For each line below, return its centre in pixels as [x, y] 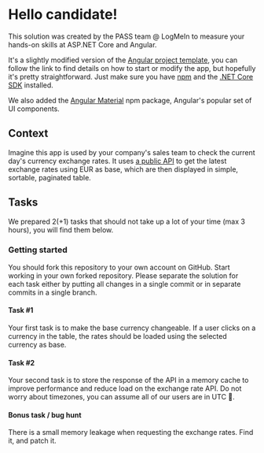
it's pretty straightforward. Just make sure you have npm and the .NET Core [131, 76]
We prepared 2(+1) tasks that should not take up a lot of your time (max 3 [127, 221]
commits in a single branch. [53, 292]
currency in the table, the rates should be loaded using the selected [117, 336]
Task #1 [21, 310]
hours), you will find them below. [61, 229]
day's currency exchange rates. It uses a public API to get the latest [117, 161]
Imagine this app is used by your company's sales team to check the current [132, 152]
